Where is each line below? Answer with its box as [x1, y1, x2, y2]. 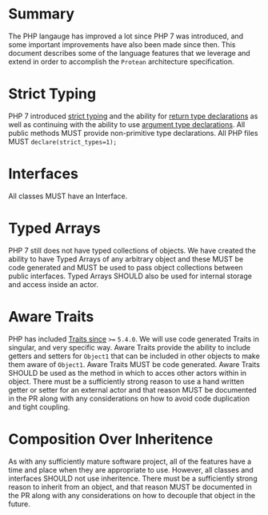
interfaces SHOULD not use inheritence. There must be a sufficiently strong [8, 473, 258, 483]
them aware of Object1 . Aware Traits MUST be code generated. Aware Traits [8, 359, 260, 369]
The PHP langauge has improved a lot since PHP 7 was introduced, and [8, 31, 244, 41]
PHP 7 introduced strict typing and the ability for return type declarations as [8, 111, 258, 121]
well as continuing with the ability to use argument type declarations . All [8, 119, 246, 129]
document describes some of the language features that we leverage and [8, 48, 250, 58]
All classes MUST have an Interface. [8, 191, 128, 201]
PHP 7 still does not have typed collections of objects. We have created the [8, 246, 256, 255]
